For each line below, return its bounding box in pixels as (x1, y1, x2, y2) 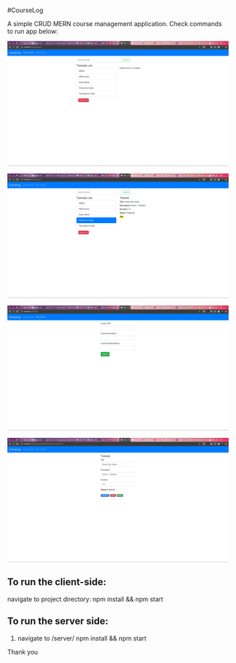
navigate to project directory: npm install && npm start (7, 595, 164, 603)
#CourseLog (7, 6, 44, 14)
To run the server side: (7, 615, 109, 627)
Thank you (7, 648, 39, 656)
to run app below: (7, 27, 58, 35)
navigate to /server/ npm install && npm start (17, 633, 147, 643)
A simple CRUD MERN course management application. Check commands (7, 20, 223, 27)
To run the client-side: (7, 576, 107, 588)
